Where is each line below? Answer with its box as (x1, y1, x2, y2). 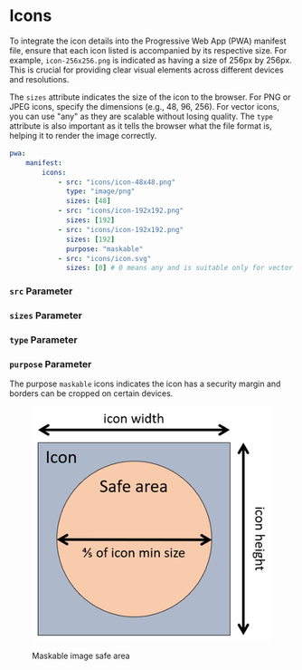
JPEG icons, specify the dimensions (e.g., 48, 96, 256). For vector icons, (9, 101, 280, 112)
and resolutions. (9, 73, 70, 84)
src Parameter (9, 285, 73, 297)
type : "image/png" (66, 187, 136, 196)
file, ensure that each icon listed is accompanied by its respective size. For (9, 44, 288, 55)
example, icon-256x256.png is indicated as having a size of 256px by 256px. (9, 54, 292, 65)
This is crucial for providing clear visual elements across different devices (9, 64, 284, 75)
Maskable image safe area (32, 650, 130, 662)
